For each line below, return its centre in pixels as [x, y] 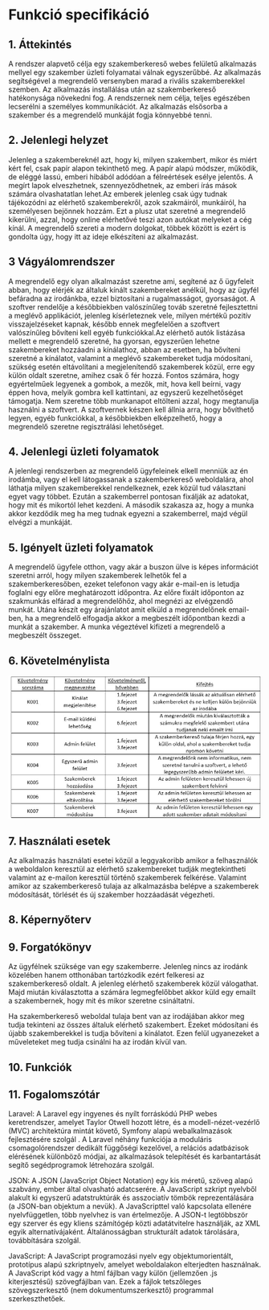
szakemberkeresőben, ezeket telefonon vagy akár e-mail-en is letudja [124, 584]
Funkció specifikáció [79, 15]
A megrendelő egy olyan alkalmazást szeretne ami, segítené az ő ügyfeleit [131, 281]
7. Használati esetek [59, 841]
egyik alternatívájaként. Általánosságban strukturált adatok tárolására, [124, 1232]
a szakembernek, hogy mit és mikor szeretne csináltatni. [102, 1001]
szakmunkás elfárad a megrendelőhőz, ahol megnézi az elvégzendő [121, 602]
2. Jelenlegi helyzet [58, 140]
